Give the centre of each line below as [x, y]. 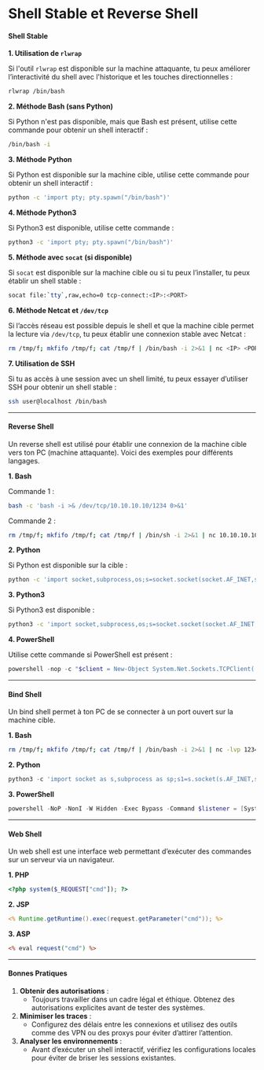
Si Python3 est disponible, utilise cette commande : [91, 228]
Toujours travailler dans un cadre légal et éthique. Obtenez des [133, 999]
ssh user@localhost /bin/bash [58, 401]
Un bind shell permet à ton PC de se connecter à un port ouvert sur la [121, 712]
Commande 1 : [31, 491]
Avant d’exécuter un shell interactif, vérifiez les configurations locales [143, 1049]
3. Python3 [27, 595]
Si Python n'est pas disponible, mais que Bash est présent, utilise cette [123, 122]
